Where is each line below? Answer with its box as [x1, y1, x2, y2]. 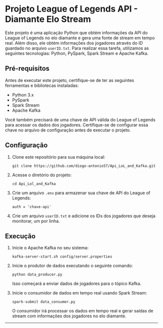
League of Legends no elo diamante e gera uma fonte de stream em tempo [5, 35, 155, 41]
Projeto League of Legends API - [5, 3, 138, 15]
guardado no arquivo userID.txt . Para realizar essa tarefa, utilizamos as [5, 45, 149, 51]
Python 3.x [12, 92, 34, 98]
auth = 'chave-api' [12, 204, 52, 209]
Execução [5, 232, 36, 240]
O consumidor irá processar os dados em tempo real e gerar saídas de [12, 308, 154, 314]
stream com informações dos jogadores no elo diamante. [12, 313, 127, 319]
